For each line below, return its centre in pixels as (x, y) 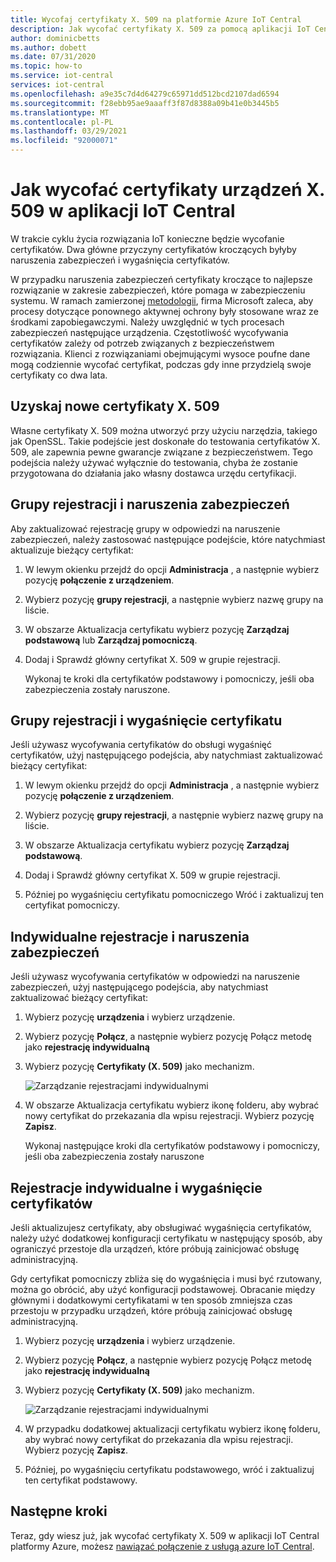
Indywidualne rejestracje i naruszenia (130, 936)
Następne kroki (59, 1511)
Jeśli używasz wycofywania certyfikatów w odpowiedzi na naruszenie (155, 977)
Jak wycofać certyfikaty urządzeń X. (167, 190)
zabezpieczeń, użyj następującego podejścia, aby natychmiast (139, 987)
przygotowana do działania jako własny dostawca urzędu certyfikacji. (153, 473)
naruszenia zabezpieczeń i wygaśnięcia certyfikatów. (120, 260)
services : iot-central (57, 85)
